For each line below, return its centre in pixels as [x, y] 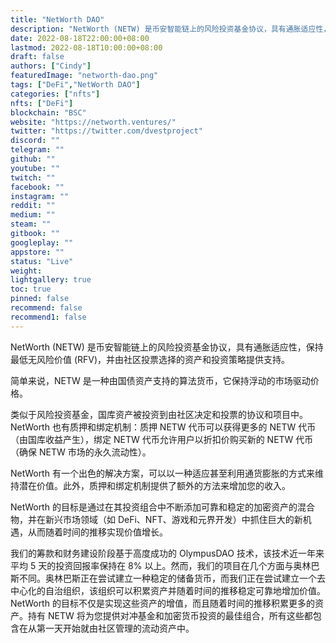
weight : [26, 271]
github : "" [33, 159]
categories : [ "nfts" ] [55, 94]
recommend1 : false [48, 317]
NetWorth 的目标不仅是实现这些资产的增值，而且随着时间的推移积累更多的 [162, 603]
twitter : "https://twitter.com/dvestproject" [106, 131]
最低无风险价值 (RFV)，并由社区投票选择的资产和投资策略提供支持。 [150, 359]
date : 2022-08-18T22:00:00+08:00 [80, 38]
